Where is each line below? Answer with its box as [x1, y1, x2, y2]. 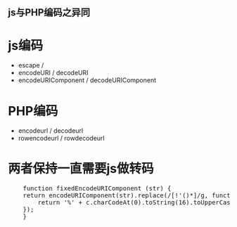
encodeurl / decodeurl [18, 127, 84, 135]
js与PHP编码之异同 [8, 6, 91, 19]
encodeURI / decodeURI [18, 69, 89, 77]
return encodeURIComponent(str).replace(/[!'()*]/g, [23, 192, 209, 200]
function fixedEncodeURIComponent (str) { [23, 185, 172, 193]
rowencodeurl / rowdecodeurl [18, 134, 105, 143]
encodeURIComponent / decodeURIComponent [18, 76, 157, 84]
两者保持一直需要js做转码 [8, 161, 154, 177]
